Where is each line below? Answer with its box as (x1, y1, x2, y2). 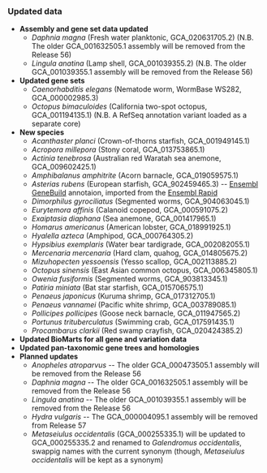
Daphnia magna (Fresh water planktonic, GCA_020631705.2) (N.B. (31, 32, 254, 42)
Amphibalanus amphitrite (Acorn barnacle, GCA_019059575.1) (31, 170, 239, 180)
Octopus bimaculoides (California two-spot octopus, (31, 101, 208, 111)
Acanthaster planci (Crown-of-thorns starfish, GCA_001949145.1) (31, 136, 250, 146)
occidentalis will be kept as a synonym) (31, 455, 164, 465)
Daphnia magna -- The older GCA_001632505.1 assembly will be (31, 377, 248, 387)
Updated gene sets (19, 75, 85, 86)
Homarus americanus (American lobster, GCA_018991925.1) (31, 222, 232, 232)
